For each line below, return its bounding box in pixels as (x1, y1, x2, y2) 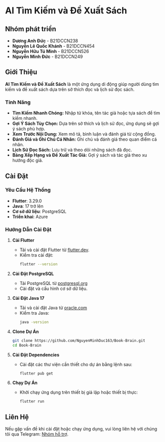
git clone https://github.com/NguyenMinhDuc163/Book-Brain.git (12, 338, 146, 343)
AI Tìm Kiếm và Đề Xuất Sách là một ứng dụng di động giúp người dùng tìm (5, 81, 159, 87)
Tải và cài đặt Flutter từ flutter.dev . (19, 247, 90, 253)
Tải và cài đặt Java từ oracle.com (19, 305, 87, 311)
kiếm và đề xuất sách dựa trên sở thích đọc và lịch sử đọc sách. (5, 86, 135, 92)
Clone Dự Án (12, 329, 39, 334)
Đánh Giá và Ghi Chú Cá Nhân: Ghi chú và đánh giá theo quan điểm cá (12, 136, 157, 142)
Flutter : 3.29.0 (12, 198, 42, 204)
